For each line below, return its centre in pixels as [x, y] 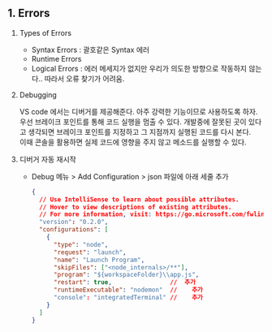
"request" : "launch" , [90, 252]
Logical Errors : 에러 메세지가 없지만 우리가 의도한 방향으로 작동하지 [139, 68]
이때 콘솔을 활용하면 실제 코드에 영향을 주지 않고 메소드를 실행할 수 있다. [133, 142]
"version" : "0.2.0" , [73, 222]
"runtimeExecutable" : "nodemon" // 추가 [128, 290]
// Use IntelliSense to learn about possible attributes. [139, 199]
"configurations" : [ [73, 230]
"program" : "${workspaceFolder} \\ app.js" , [126, 275]
